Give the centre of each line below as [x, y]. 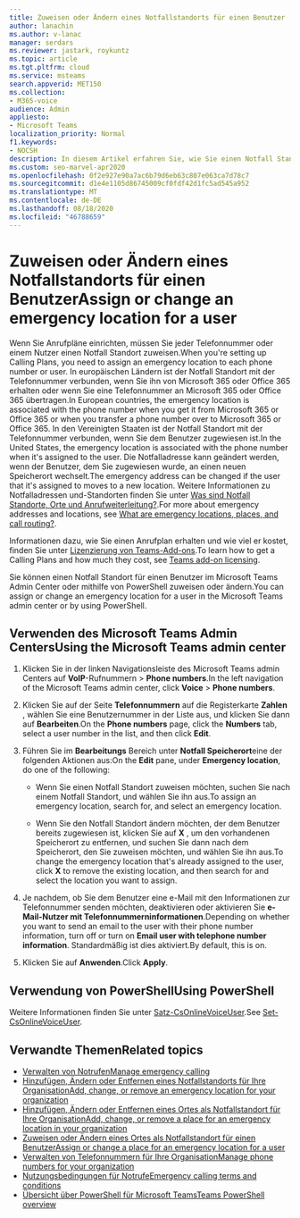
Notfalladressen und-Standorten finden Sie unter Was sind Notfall [130, 495]
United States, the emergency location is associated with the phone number [149, 447]
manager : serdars [42, 42]
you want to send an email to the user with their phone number [137, 927]
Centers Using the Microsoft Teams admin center [148, 647]
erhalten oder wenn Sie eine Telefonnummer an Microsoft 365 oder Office [145, 391]
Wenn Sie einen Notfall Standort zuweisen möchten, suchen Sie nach [162, 787]
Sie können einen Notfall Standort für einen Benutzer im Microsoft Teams [144, 576]
